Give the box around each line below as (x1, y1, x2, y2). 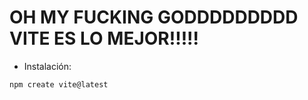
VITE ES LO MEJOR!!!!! (9, 27, 200, 50)
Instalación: (23, 60, 72, 72)
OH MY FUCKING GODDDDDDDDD (9, 6, 299, 29)
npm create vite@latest (9, 79, 109, 90)
